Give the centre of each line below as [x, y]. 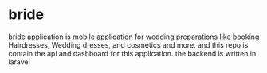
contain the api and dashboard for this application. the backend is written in [132, 53]
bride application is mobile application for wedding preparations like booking [134, 36]
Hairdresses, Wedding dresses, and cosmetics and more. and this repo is [128, 44]
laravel [19, 62]
